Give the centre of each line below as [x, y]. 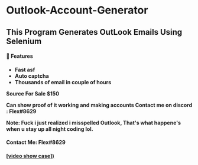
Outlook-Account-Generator [77, 10]
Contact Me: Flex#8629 [36, 143]
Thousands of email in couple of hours [63, 82]
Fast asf [25, 70]
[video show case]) [30, 156]
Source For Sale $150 [33, 93]
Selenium [24, 41]
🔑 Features [20, 56]
